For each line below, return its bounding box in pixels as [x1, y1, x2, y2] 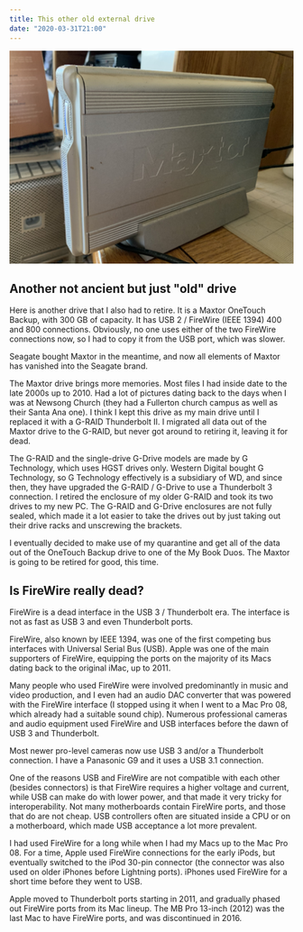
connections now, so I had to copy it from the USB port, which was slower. [9, 334, 286, 344]
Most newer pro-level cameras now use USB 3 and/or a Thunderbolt [9, 745, 264, 756]
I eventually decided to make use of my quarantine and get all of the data [9, 537, 281, 549]
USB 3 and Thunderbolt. [9, 728, 99, 739]
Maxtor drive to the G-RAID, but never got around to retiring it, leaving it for [9, 426, 289, 437]
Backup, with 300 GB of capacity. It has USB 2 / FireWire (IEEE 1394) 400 [9, 315, 282, 325]
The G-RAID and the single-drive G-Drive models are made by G [9, 453, 249, 464]
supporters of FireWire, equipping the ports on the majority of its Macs [9, 653, 272, 664]
